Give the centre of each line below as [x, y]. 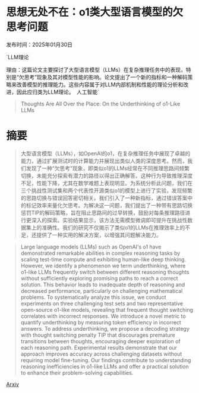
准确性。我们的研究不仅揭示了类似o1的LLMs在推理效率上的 [113, 227]
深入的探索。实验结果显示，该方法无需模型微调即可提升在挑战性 [109, 220]
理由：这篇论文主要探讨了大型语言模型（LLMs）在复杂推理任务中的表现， [96, 69]
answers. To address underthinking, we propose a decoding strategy [105, 328]
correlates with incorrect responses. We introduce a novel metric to [103, 316]
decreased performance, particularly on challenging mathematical [102, 290]
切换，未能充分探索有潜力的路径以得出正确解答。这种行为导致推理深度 [107, 175]
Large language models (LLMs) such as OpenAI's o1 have [91, 247]
